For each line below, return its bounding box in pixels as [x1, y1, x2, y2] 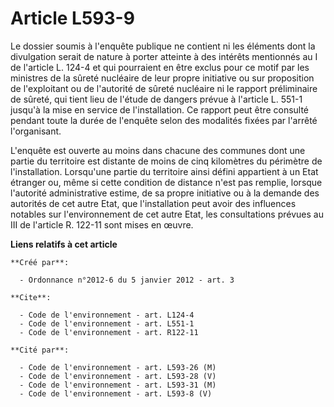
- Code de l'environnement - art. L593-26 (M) [19, 362, 217, 372]
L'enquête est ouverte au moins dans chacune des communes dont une [10, 144, 306, 156]
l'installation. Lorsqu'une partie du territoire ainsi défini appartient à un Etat [10, 165, 319, 177]
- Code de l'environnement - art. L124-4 [19, 310, 195, 320]
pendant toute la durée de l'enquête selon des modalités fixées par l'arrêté [10, 114, 318, 126]
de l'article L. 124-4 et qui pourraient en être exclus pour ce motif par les [10, 61, 310, 73]
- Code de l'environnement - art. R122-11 [19, 327, 199, 337]
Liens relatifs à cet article [10, 238, 118, 250]
